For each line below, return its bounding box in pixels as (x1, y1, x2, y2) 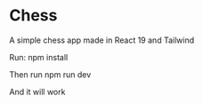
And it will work (9, 86, 66, 97)
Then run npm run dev (9, 68, 92, 80)
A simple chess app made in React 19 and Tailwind (9, 35, 194, 45)
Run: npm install (9, 52, 69, 62)
